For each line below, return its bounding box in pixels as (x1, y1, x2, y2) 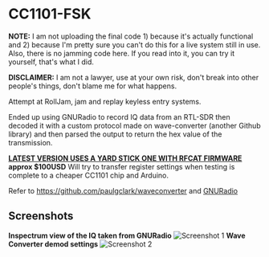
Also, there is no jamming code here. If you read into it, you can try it (8, 48, 235, 58)
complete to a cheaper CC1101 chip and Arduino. (8, 170, 169, 180)
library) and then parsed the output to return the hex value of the (8, 129, 222, 139)
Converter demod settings (8, 239, 99, 249)
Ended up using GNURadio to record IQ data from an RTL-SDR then (8, 112, 230, 121)
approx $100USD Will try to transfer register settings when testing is (8, 161, 235, 171)
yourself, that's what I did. (8, 57, 95, 67)
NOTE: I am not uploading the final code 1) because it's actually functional (8, 31, 254, 41)
